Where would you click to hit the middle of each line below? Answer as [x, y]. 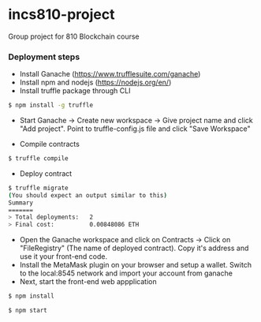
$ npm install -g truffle [50, 105]
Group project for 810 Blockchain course [74, 36]
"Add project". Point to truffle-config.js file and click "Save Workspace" [135, 129]
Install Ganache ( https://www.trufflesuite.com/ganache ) [110, 74]
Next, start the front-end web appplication [88, 282]
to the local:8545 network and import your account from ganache [126, 273]
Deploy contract [46, 173]
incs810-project [62, 15]
